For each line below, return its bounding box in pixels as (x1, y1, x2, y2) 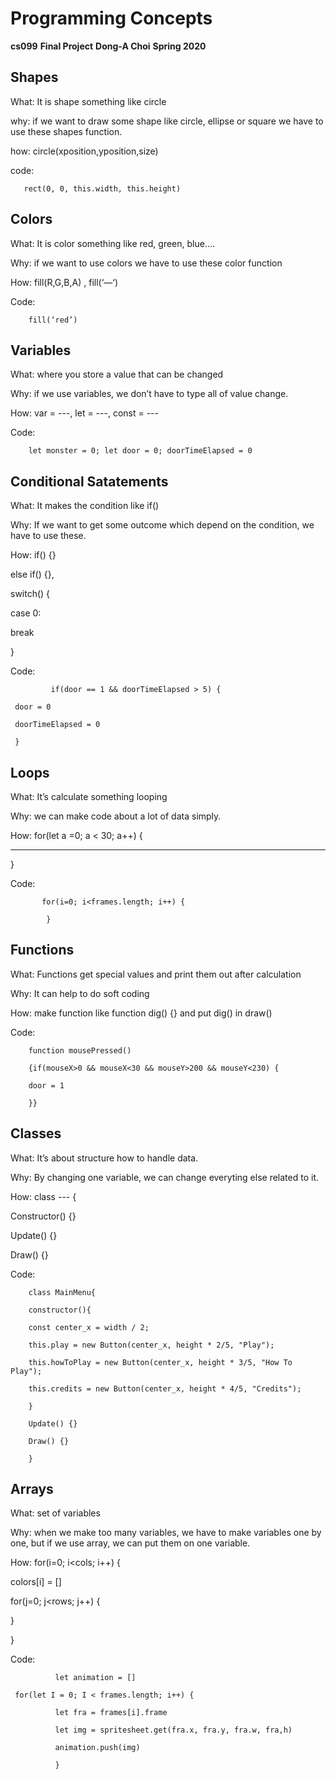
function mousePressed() (28, 1045, 132, 1056)
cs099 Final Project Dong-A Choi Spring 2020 (10, 40, 207, 52)
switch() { (10, 588, 51, 600)
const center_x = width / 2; (28, 1322, 150, 1332)
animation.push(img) (54, 1743, 141, 1753)
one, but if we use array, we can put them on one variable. (10, 1537, 251, 1549)
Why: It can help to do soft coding (10, 987, 150, 999)
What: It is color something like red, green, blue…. (10, 237, 216, 249)
